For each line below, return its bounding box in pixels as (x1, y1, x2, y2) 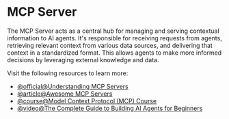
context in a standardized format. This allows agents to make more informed (7, 49, 222, 57)
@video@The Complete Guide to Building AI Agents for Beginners (16, 104, 203, 112)
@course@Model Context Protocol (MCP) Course (16, 96, 157, 105)
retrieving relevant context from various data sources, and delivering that (7, 41, 213, 49)
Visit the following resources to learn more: (7, 69, 129, 77)
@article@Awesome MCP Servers (16, 90, 113, 98)
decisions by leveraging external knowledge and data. (7, 55, 159, 64)
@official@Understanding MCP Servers (16, 82, 129, 90)
